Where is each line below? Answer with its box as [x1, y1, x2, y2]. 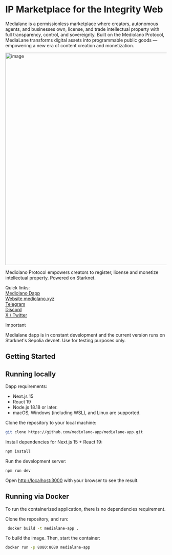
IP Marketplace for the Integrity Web [5, 4, 163, 15]
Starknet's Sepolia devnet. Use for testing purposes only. [5, 337, 126, 343]
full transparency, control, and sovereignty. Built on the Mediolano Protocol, [5, 31, 165, 38]
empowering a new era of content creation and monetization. [5, 42, 135, 48]
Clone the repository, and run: [5, 515, 69, 522]
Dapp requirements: [5, 383, 48, 390]
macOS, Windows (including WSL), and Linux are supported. [12, 410, 141, 416]
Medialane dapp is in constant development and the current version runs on [5, 331, 165, 338]
